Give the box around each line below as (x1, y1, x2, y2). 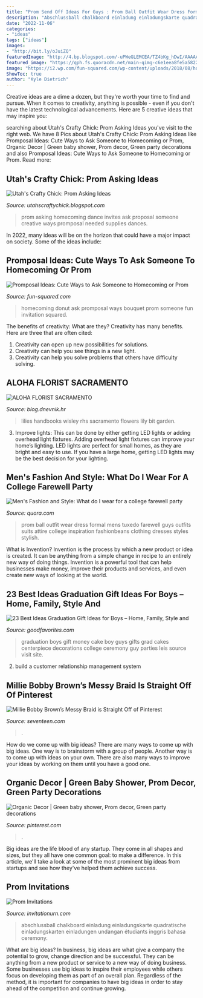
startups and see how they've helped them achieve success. (6, 864, 157, 871)
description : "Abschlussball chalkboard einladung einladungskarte (6, 15, 180, 21)
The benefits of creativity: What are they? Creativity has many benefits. (6, 322, 184, 330)
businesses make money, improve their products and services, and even (6, 565, 187, 572)
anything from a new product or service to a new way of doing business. (6, 959, 187, 966)
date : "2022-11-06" (6, 20, 56, 26)
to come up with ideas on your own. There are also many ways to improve (6, 754, 190, 761)
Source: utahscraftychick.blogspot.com (6, 201, 105, 209)
